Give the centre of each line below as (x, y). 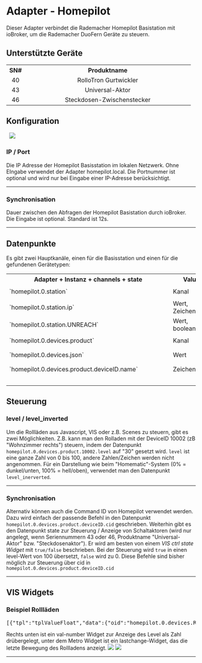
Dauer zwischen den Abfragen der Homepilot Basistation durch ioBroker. (96, 213)
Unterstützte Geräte (44, 53)
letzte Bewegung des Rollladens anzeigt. (57, 648)
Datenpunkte (31, 244)
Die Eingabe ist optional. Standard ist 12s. (57, 219)
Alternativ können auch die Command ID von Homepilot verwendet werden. (100, 511)
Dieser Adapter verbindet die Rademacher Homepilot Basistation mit (91, 28)
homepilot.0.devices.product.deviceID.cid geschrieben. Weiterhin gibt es (99, 524)
